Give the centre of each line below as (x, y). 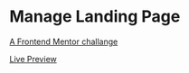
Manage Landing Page (95, 17)
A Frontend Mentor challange (64, 41)
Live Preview (33, 59)
